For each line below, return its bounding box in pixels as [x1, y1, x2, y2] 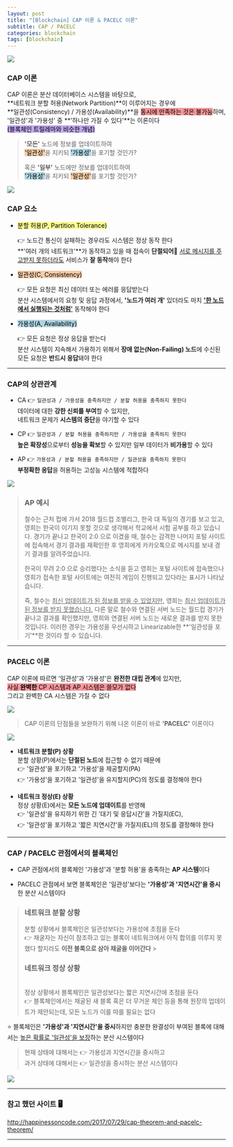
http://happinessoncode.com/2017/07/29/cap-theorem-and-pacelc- [7, 1118, 202, 1126]
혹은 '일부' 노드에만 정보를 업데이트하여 [24, 163, 131, 172]
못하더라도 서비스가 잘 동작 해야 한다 [35, 255, 132, 264]
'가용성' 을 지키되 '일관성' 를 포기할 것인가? [24, 172, 137, 181]
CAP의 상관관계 [7, 379, 57, 389]
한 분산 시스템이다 [17, 889, 66, 897]
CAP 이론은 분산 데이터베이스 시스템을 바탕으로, [7, 90, 137, 99]
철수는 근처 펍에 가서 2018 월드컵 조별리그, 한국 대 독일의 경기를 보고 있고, [24, 515, 225, 523]
